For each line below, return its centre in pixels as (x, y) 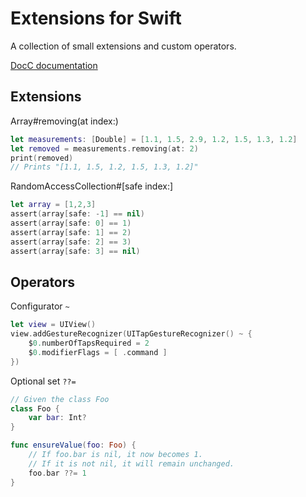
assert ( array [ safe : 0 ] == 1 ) (71, 223)
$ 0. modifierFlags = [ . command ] (98, 352)
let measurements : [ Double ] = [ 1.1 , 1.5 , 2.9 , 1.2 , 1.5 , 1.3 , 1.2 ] (154, 139)
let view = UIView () (53, 325)
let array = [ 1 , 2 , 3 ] (53, 205)
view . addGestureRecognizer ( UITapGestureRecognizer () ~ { (131, 334)
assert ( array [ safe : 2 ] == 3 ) (71, 242)
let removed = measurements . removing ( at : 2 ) (104, 148)
